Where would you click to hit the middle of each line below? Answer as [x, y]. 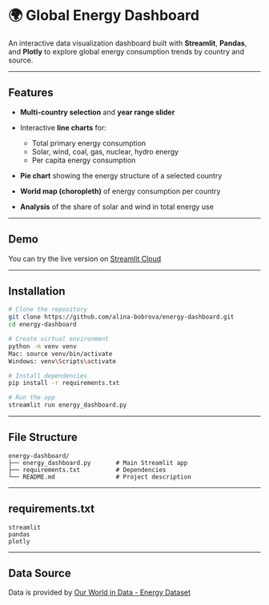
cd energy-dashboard [43, 325]
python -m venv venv [43, 346]
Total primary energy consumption [89, 143]
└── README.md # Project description [100, 477]
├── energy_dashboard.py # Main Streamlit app [98, 463]
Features [31, 93]
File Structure [43, 437]
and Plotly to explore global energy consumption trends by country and [126, 51]
